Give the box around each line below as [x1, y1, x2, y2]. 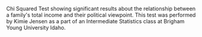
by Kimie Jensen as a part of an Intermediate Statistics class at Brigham [6, 18, 185, 24]
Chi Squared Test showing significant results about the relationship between [6, 5, 196, 12]
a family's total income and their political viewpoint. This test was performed [6, 11, 196, 18]
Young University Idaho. [6, 24, 66, 31]
